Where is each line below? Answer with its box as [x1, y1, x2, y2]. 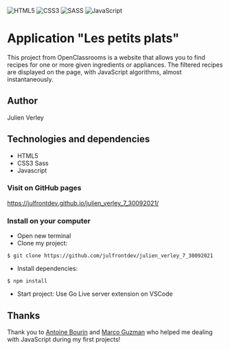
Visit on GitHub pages [7, 183, 82, 193]
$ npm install [7, 278, 48, 285]
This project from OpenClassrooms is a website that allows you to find [7, 53, 206, 61]
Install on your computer [7, 216, 91, 226]
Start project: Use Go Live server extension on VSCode [16, 289, 173, 298]
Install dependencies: [16, 265, 78, 273]
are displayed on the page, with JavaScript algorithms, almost [7, 67, 182, 76]
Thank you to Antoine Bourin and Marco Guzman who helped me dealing [7, 327, 213, 336]
